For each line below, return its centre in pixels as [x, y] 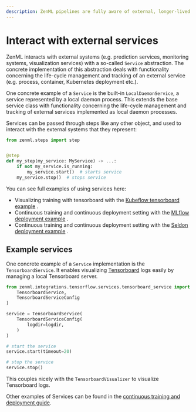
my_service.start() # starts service [75, 172]
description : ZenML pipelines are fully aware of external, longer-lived [98, 11]
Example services [39, 250]
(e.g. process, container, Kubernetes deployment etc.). [72, 81]
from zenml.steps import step [43, 140]
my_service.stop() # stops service [62, 177]
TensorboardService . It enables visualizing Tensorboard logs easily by [90, 270]
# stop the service [30, 362]
